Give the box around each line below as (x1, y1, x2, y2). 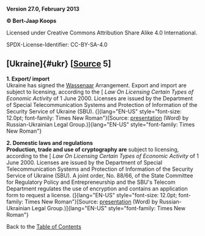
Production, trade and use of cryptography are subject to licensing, (6, 146, 179, 153)
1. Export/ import (6, 75, 50, 82)
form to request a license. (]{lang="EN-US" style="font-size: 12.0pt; (6, 191, 177, 199)
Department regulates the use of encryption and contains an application (6, 184, 188, 192)
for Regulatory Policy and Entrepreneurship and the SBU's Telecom (6, 178, 176, 186)
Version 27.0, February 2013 (6, 6, 80, 12)
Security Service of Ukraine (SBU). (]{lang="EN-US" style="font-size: (6, 108, 182, 115)
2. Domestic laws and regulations (6, 139, 93, 146)
